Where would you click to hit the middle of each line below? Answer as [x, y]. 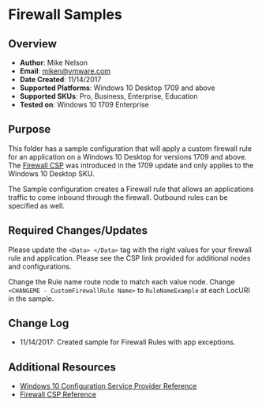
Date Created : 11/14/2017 [60, 79]
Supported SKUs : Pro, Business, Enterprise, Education [109, 96]
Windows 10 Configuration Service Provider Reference [108, 386]
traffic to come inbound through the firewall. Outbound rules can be [118, 197]
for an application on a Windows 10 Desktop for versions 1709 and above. [127, 156]
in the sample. [31, 299]
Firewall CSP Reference [58, 395]
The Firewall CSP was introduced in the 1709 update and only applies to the [131, 165]
